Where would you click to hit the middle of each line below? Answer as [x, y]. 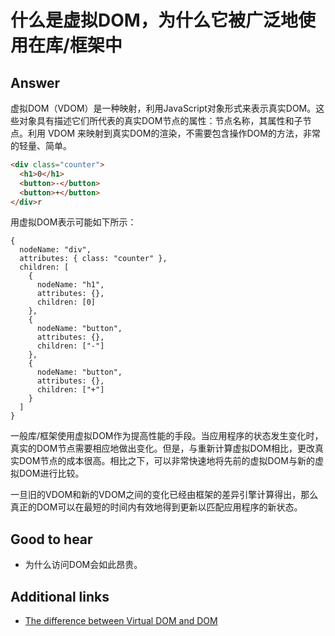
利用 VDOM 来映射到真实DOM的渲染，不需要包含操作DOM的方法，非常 [174, 133]
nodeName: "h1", [70, 285]
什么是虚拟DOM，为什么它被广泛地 [154, 20]
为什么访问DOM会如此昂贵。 [83, 565]
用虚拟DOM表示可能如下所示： [73, 222]
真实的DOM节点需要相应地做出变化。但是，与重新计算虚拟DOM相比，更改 [162, 448]
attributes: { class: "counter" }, [93, 259]
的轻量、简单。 [41, 145]
